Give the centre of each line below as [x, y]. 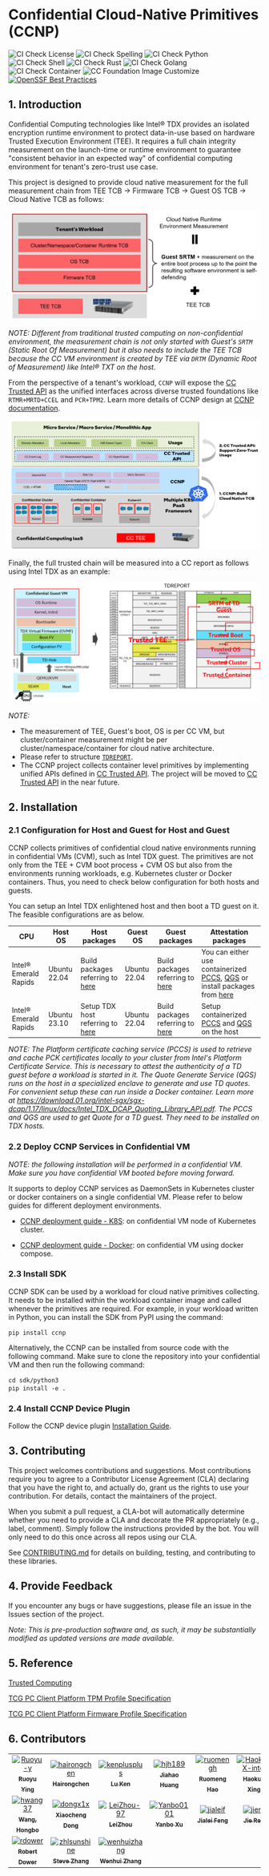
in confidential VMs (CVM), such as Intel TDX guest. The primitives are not [131, 856]
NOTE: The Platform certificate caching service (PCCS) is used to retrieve [130, 1049]
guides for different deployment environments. [85, 1205]
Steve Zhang [71, 1861]
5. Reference [41, 1663]
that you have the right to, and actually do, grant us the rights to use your [129, 1487]
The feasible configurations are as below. [76, 914]
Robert [28, 1852]
